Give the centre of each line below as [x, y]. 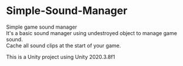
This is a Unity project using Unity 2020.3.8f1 [61, 57]
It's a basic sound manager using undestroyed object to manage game [92, 33]
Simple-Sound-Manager [67, 11]
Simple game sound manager [42, 27]
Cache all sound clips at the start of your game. [64, 46]
